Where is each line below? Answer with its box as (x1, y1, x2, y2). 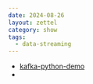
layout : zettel (8, 19, 58, 26)
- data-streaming (15, 40, 72, 48)
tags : (8, 33, 26, 41)
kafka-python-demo (19, 61, 85, 71)
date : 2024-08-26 (8, 11, 65, 19)
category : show (8, 26, 58, 33)
